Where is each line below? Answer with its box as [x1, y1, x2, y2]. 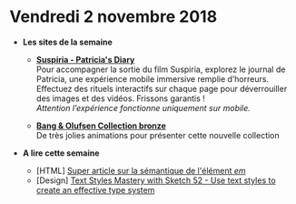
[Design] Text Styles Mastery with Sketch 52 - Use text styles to [35, 175, 276, 186]
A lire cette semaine [22, 148, 100, 158]
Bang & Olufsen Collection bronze [35, 120, 166, 131]
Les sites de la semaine [22, 36, 113, 47]
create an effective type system [35, 184, 155, 195]
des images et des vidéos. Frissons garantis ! [35, 93, 206, 104]
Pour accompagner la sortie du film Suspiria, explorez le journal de [35, 64, 286, 75]
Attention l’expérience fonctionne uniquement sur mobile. [35, 102, 252, 113]
